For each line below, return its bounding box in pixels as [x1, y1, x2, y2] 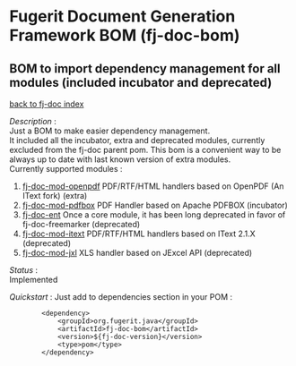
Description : [9, 116, 57, 126]
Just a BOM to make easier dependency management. [9, 125, 211, 136]
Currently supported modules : [9, 164, 123, 174]
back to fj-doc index [9, 98, 84, 109]
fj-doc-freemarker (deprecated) [22, 219, 141, 229]
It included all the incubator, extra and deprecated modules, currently [9, 135, 266, 145]
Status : [9, 265, 39, 275]
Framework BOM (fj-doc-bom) [9, 25, 240, 46]
